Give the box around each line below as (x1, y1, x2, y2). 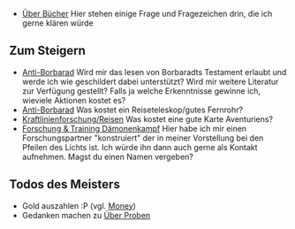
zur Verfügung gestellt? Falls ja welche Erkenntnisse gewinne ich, (21, 85, 261, 96)
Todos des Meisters (9, 177, 121, 192)
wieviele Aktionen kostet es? (21, 95, 126, 105)
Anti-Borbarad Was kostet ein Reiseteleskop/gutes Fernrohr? (21, 104, 244, 115)
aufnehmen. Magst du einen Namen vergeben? (21, 151, 194, 162)
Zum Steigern (9, 43, 87, 58)
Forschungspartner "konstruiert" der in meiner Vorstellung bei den (21, 133, 264, 143)
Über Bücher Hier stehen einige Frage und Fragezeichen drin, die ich (21, 9, 273, 19)
